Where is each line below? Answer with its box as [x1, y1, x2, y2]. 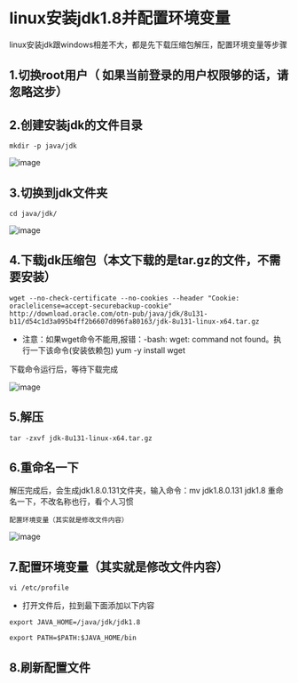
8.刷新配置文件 [9, 660, 91, 675]
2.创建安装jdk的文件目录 [9, 117, 144, 133]
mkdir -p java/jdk [9, 141, 77, 151]
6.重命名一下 [9, 460, 80, 475]
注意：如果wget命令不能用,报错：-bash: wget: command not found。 [21, 333, 274, 344]
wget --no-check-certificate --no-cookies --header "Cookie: [9, 293, 240, 302]
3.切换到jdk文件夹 [9, 185, 108, 200]
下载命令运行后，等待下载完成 [9, 364, 118, 374]
